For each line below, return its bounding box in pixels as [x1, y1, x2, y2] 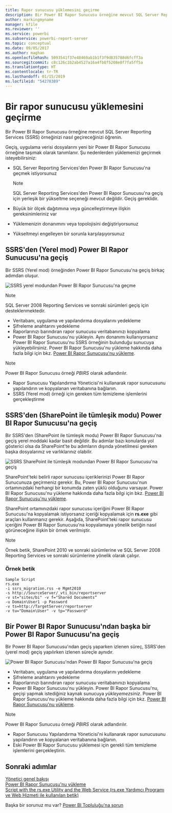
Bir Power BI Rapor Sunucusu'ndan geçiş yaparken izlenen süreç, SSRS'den [5, 644, 166, 650]
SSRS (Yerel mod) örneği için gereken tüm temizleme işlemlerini [12, 391, 147, 397]
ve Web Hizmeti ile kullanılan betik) [5, 792, 79, 798]
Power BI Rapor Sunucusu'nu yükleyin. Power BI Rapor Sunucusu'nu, [12, 685, 159, 691]
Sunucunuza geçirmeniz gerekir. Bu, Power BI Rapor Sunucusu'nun [5, 479, 147, 486]
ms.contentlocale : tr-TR [5, 70, 58, 75]
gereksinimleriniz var [12, 211, 57, 217]
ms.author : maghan [5, 50, 45, 55]
